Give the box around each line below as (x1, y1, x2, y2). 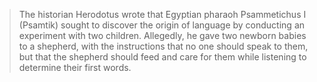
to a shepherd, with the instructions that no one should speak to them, (18, 40, 309, 52)
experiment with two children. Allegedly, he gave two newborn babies (18, 30, 307, 41)
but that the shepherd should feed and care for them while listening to (18, 51, 307, 63)
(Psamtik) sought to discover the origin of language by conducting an (18, 19, 306, 31)
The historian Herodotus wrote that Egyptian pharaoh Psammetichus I (18, 9, 307, 20)
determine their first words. (18, 62, 132, 73)
